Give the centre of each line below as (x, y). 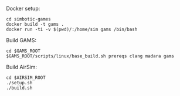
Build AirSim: (21, 67)
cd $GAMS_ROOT (23, 51)
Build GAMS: (21, 40)
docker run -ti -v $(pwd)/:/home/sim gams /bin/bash (72, 29)
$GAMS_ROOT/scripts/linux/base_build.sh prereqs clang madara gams (90, 56)
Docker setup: (23, 8)
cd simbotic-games (28, 19)
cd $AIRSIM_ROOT (26, 78)
